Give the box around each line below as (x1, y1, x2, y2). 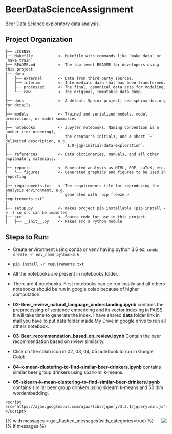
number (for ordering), (5, 129, 56, 134)
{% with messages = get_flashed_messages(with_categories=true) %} (5, 418, 154, 424)
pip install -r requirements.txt (12, 262, 84, 267)
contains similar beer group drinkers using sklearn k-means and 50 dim (12, 384, 164, 391)
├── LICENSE (5, 49, 31, 54)
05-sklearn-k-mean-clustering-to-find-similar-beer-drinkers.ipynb (12, 379, 160, 385)
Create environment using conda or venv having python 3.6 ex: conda (12, 246, 159, 253)
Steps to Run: (5, 233, 50, 241)
